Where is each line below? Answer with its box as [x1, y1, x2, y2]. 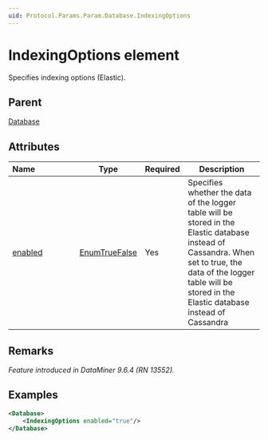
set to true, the [187, 257, 242, 268]
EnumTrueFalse [79, 247, 138, 258]
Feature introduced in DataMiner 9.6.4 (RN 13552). [8, 365, 175, 375]
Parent [8, 95, 42, 109]
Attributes [8, 140, 60, 153]
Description [199, 164, 245, 175]
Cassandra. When [187, 247, 255, 258]
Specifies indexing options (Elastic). [8, 73, 126, 82]
